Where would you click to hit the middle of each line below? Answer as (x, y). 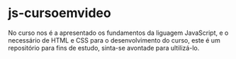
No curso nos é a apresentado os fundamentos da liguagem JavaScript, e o (118, 33)
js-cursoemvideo (60, 13)
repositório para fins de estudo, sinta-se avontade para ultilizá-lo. (104, 48)
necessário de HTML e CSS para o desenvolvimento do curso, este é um (114, 40)
